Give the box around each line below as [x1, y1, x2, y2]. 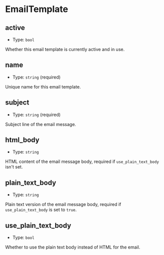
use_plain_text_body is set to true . [5, 206, 77, 213]
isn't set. [5, 164, 23, 170]
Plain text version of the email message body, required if [5, 201, 121, 207]
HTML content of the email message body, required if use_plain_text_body [5, 158, 159, 164]
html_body [5, 136, 39, 144]
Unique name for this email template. [5, 83, 81, 89]
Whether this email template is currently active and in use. [5, 46, 125, 52]
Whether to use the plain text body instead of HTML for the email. [5, 244, 140, 250]
